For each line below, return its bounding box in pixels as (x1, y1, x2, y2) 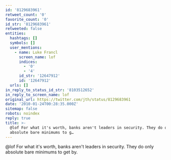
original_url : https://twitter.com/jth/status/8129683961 (5, 97, 131, 102)
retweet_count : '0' (5, 12, 47, 17)
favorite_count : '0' (5, 17, 49, 22)
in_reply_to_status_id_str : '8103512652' (5, 87, 95, 93)
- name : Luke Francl (14, 50, 58, 55)
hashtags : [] (10, 36, 38, 41)
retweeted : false (5, 26, 42, 31)
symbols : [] (10, 41, 36, 46)
